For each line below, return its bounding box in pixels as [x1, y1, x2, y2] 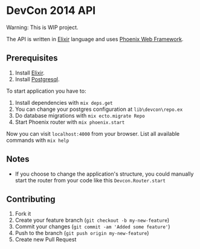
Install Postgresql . [15, 75, 60, 82]
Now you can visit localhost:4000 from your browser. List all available [6, 130, 180, 137]
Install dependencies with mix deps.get [15, 99, 113, 106]
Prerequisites [6, 53, 58, 64]
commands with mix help [6, 136, 69, 144]
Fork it [15, 210, 31, 217]
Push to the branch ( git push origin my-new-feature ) [15, 230, 149, 237]
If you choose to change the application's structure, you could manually [15, 170, 194, 178]
